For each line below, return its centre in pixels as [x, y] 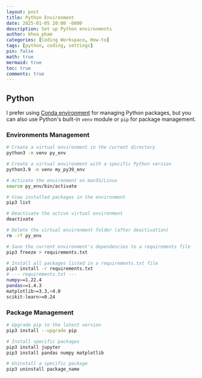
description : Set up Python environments [59, 29]
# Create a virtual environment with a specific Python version [89, 164]
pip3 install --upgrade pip [42, 330]
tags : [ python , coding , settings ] [50, 46]
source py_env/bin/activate [42, 186]
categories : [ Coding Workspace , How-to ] [58, 40]
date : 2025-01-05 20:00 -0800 [44, 23]
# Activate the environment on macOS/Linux [62, 180]
